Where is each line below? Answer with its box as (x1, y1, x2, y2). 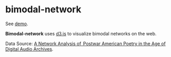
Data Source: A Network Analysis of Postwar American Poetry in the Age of (5, 40, 166, 47)
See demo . (5, 21, 28, 27)
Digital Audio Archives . (5, 46, 54, 52)
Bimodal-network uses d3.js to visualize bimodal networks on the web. (5, 30, 157, 36)
